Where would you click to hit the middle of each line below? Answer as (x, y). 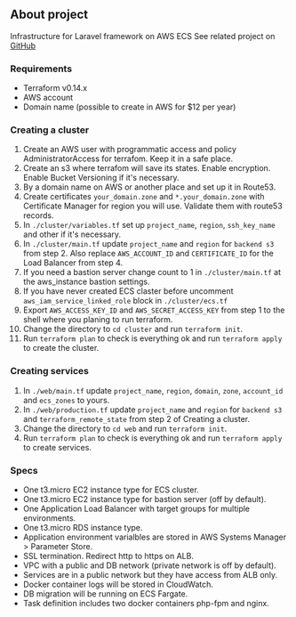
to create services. (57, 447)
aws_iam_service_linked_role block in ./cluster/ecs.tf (125, 301)
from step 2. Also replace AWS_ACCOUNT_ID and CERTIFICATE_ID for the (148, 254)
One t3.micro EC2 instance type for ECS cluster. (111, 490)
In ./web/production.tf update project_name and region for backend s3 (152, 410)
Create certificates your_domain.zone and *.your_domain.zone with (144, 197)
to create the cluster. (61, 348)
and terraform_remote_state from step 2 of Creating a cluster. (136, 418)
